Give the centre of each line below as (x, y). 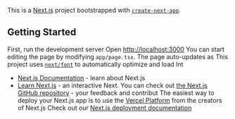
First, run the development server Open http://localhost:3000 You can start (116, 49)
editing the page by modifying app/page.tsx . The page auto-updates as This (118, 56)
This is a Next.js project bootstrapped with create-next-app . (94, 10)
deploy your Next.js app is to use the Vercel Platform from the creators (120, 100)
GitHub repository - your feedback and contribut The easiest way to (116, 93)
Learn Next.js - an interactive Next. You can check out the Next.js (112, 85)
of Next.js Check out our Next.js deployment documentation (104, 108)
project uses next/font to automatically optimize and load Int (95, 64)
